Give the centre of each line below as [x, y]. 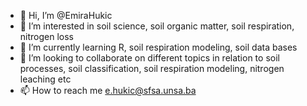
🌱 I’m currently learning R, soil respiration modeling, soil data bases [158, 47]
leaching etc [45, 79]
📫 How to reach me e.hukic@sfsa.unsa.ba [108, 90]
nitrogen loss [46, 36]
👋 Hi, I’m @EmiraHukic [66, 15]
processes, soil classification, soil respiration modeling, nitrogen [152, 68]
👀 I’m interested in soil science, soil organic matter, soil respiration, [157, 26]
